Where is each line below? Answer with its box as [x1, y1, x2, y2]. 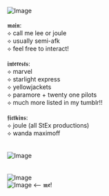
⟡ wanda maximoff [7, 129, 61, 137]
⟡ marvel [7, 68, 32, 75]
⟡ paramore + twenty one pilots [7, 90, 97, 99]
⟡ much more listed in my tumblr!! [7, 99, 103, 106]
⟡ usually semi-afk [7, 37, 61, 45]
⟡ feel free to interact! [7, 45, 69, 52]
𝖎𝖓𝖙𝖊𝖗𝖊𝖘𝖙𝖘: [7, 59, 31, 68]
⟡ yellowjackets [7, 83, 52, 91]
